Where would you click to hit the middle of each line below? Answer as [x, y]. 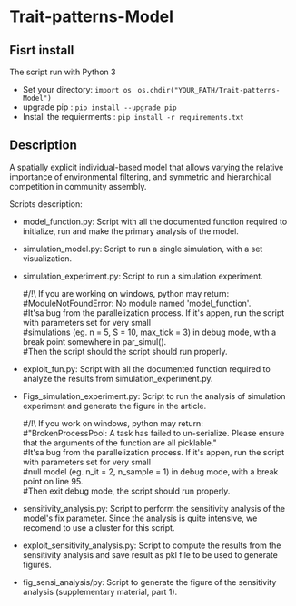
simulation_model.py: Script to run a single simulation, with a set [143, 249]
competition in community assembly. [78, 186]
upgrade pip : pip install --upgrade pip [99, 107]
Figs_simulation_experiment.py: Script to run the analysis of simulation [154, 396]
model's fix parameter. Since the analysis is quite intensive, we [140, 518]
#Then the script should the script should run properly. [125, 351]
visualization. [47, 258]
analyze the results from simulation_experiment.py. [118, 378]
